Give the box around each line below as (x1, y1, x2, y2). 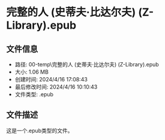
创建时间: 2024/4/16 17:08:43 (14, 76, 88, 83)
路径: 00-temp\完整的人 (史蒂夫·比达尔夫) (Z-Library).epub (14, 61, 159, 68)
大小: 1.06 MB (14, 68, 49, 75)
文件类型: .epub (14, 91, 54, 98)
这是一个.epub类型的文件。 (6, 127, 73, 134)
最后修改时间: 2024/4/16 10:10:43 (14, 83, 98, 90)
